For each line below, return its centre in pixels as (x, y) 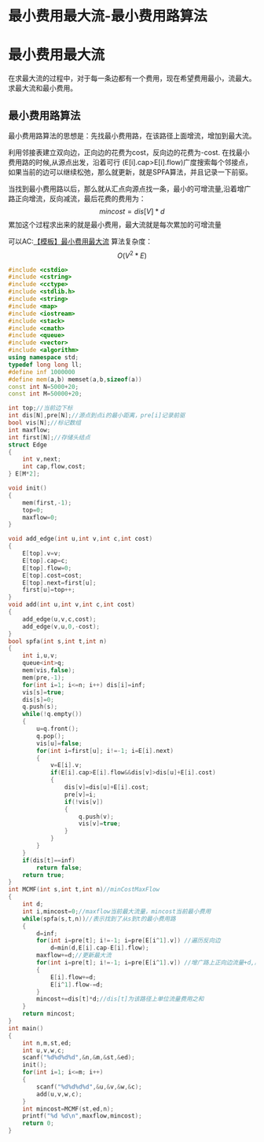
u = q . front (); (58, 729)
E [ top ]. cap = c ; (45, 560)
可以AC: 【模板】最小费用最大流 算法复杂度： (81, 241)
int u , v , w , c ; (44, 1050)
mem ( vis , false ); (49, 670)
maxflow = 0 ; (40, 517)
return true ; (44, 875)
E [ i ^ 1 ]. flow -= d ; (77, 984)
